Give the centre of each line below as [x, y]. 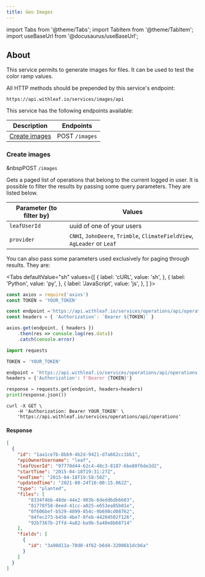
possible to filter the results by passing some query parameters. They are [99, 186]
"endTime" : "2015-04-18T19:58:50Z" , [64, 477]
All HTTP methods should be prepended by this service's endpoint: [91, 88]
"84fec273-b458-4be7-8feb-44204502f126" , [82, 517]
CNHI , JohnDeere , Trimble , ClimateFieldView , [131, 236]
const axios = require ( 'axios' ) [47, 294]
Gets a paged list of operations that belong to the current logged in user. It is [103, 180]
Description [30, 126]
